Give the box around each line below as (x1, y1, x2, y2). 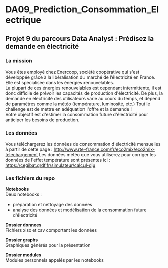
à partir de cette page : (5, 146, 53, 152)
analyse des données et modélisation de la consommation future (12, 207, 147, 213)
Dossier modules (5, 252, 42, 258)
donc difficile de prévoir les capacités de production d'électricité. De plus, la (5, 90, 163, 96)
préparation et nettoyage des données (12, 202, 92, 208)
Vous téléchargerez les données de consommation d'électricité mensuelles (5, 141, 161, 147)
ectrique (5, 14, 42, 26)
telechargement (5, 152, 38, 158)
